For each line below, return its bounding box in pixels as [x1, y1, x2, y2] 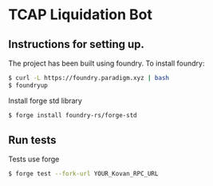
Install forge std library [8, 96, 82, 105]
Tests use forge [8, 154, 60, 164]
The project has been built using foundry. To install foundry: [8, 58, 205, 68]
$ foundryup [8, 81, 48, 89]
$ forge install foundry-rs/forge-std [8, 111, 137, 119]
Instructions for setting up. [8, 38, 145, 51]
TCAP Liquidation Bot [8, 6, 153, 24]
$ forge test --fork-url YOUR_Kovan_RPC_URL [8, 170, 159, 178]
